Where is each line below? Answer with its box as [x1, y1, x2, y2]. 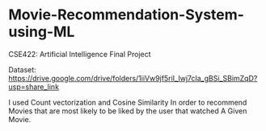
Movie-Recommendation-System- [8, 6, 245, 24]
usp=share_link [8, 82, 59, 92]
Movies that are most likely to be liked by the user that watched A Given [8, 106, 247, 116]
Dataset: [8, 64, 36, 74]
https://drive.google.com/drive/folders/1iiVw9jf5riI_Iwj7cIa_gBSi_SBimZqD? [8, 73, 258, 83]
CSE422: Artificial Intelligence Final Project [8, 49, 151, 59]
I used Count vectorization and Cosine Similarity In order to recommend [8, 97, 247, 107]
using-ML [8, 23, 75, 41]
